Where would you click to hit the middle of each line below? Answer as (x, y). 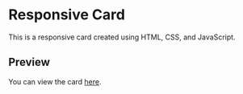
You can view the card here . (55, 81)
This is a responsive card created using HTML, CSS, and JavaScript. (122, 37)
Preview (29, 62)
